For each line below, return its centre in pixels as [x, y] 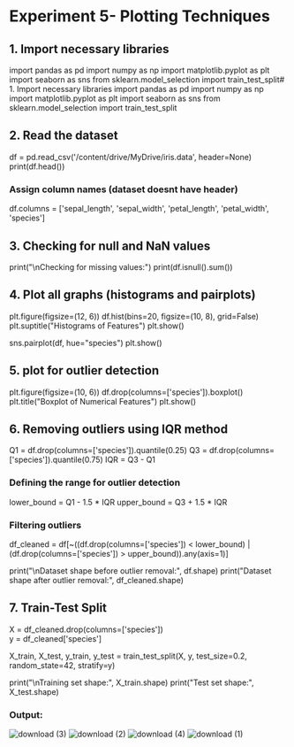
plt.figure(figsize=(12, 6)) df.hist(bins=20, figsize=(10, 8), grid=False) [134, 316]
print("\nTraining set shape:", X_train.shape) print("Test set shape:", [132, 682]
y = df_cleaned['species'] [56, 638]
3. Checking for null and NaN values [110, 246]
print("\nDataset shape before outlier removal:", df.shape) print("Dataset [140, 570]
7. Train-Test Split [58, 608]
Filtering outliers [45, 525]
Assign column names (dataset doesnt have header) [124, 189]
